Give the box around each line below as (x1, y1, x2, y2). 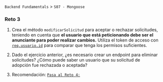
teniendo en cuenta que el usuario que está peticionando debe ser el (11, 32, 154, 38)
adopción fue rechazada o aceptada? (11, 62, 88, 68)
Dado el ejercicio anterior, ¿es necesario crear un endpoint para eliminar (11, 52, 158, 58)
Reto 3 (4, 16, 21, 22)
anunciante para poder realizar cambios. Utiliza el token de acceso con (11, 37, 159, 43)
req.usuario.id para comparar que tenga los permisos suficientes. (11, 42, 147, 48)
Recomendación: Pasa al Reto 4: (11, 72, 81, 78)
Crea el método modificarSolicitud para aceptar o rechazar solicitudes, (11, 27, 158, 33)
